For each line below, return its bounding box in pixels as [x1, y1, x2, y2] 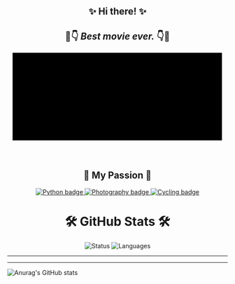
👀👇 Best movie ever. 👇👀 [64, 30, 171, 42]
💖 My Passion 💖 [83, 169, 152, 181]
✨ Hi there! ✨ [88, 6, 147, 18]
